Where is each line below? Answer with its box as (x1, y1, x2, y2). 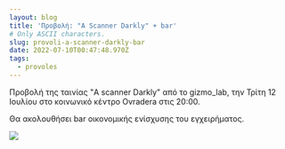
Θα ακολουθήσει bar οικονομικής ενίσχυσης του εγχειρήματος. (9, 113, 245, 124)
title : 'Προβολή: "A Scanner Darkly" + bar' (9, 21, 177, 30)
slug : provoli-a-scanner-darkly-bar (9, 37, 145, 47)
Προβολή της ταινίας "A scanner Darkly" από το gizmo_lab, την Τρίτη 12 (9, 86, 276, 98)
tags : (9, 54, 29, 63)
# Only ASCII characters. (9, 29, 105, 38)
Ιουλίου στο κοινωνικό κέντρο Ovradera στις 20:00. (9, 96, 200, 106)
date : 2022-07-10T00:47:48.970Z (9, 46, 129, 55)
